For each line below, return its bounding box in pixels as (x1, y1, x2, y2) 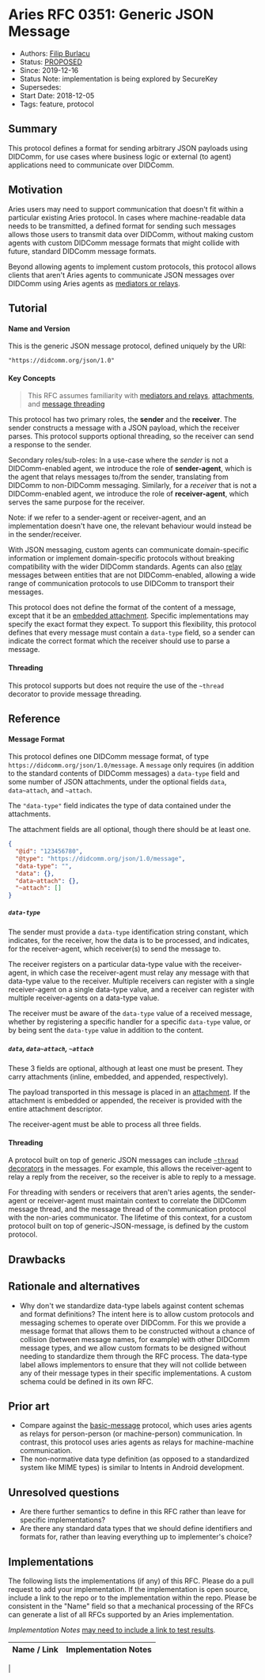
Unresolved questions (8, 1486, 120, 1499)
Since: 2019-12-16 (19, 65, 79, 75)
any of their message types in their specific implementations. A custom (19, 1368, 252, 1378)
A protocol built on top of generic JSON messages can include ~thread (8, 1156, 239, 1165)
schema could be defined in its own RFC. (19, 1376, 154, 1386)
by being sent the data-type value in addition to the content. (8, 1026, 204, 1035)
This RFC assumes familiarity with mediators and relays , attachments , (27, 391, 255, 401)
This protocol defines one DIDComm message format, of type (8, 752, 210, 761)
